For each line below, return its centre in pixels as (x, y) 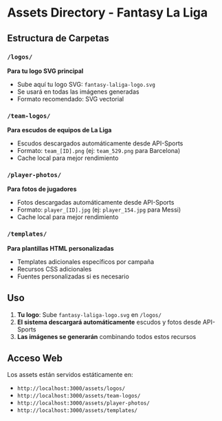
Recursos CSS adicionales (54, 269)
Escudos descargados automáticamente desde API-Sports (100, 143)
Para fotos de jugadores (42, 189)
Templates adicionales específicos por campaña (86, 261)
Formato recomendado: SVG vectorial (70, 99)
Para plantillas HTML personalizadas (60, 248)
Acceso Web (35, 358)
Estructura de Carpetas (58, 38)
